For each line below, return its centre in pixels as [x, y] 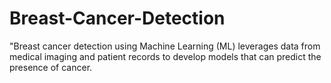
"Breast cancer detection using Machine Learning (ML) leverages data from [165, 46]
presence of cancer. [51, 67]
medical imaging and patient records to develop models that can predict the [165, 56]
